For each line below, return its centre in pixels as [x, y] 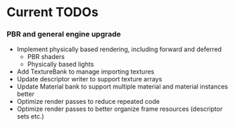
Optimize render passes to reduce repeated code [88, 102]
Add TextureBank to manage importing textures [85, 72]
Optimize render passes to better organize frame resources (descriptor [120, 109]
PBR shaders [46, 57]
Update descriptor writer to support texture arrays [89, 79]
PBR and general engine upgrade [64, 34]
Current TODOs [53, 12]
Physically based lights [61, 65]
